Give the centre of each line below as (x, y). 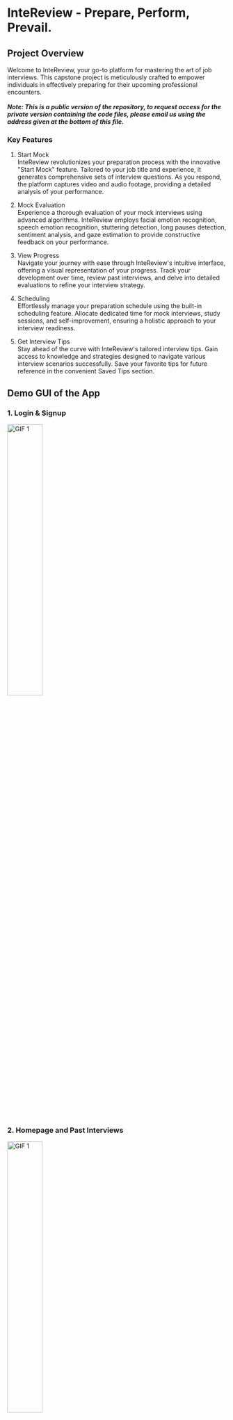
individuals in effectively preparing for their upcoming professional (103, 84)
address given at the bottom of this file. (65, 122)
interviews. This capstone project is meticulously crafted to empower (106, 77)
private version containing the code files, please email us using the (106, 114)
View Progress (38, 256)
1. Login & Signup (37, 413)
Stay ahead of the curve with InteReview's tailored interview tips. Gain (118, 349)
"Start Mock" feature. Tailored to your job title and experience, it (109, 170)
